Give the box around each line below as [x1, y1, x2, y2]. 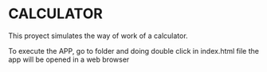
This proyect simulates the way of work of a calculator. [8, 31, 189, 40]
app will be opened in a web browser [8, 55, 130, 64]
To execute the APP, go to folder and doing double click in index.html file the [8, 46, 259, 55]
